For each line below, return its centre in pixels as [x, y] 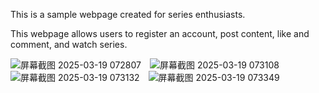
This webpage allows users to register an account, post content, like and [160, 33]
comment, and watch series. [69, 44]
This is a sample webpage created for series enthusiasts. [128, 14]
